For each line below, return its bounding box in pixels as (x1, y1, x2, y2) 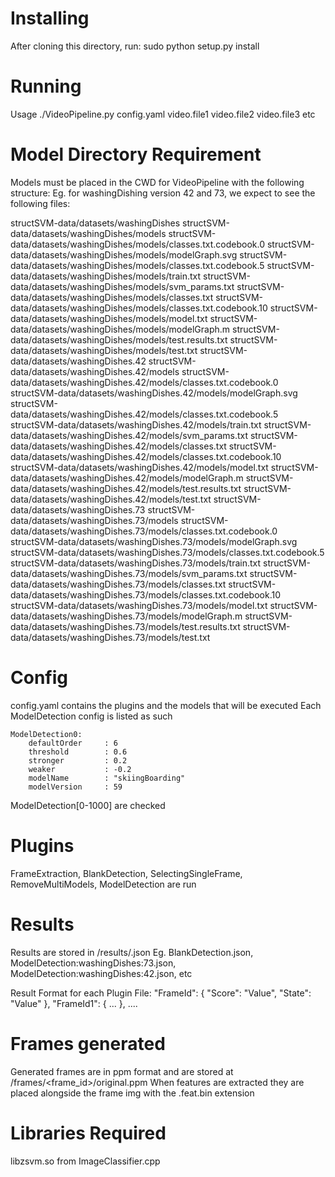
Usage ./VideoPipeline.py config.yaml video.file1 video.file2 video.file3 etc (10, 108, 316, 120)
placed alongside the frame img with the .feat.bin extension (10, 1087, 255, 1099)
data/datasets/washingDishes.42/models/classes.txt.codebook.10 (10, 450, 282, 462)
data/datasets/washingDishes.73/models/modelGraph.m (10, 610, 243, 622)
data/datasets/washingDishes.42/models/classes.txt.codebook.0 (10, 376, 279, 388)
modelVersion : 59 (28, 782, 123, 792)
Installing (10, 7, 90, 30)
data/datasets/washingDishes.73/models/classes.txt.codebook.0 (10, 525, 278, 537)
